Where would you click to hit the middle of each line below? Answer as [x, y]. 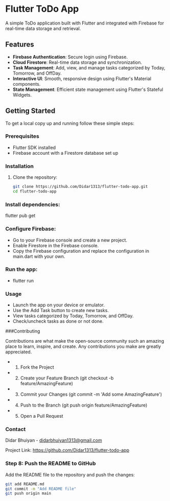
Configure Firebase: [31, 229]
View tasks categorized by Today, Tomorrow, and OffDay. [73, 316]
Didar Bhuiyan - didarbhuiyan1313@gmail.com [54, 440]
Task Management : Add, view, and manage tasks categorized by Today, [89, 67]
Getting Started [30, 111]
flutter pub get [20, 216]
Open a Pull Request [42, 416]
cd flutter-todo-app [34, 192]
